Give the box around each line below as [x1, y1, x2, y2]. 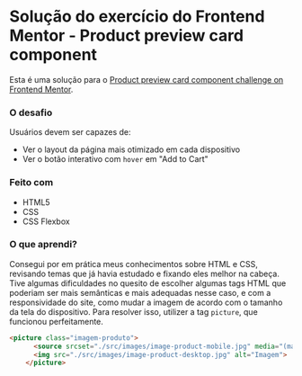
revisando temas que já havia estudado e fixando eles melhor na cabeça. [9, 268, 280, 279]
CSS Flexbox [22, 216, 70, 227]
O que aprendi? [9, 238, 78, 251]
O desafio [9, 106, 53, 119]
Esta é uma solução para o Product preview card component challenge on [9, 74, 284, 85]
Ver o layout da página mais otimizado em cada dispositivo [22, 144, 241, 155]
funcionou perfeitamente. [9, 316, 103, 327]
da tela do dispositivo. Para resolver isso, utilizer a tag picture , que [9, 306, 258, 317]
